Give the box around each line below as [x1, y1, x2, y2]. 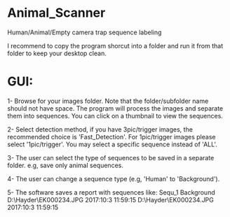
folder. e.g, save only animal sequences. [7, 161, 124, 169]
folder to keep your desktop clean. [7, 49, 107, 57]
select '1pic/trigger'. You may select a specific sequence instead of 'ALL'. [7, 140, 217, 148]
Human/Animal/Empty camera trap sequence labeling [7, 28, 162, 36]
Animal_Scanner [7, 5, 106, 21]
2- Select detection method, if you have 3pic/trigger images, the [7, 125, 193, 134]
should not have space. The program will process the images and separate [7, 104, 223, 113]
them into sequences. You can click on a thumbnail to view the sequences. [7, 111, 223, 120]
